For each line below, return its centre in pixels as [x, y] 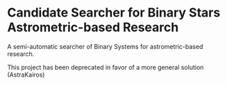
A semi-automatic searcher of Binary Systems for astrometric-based [105, 46]
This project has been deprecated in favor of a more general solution [106, 67]
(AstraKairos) [26, 75]
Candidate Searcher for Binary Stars [114, 13]
